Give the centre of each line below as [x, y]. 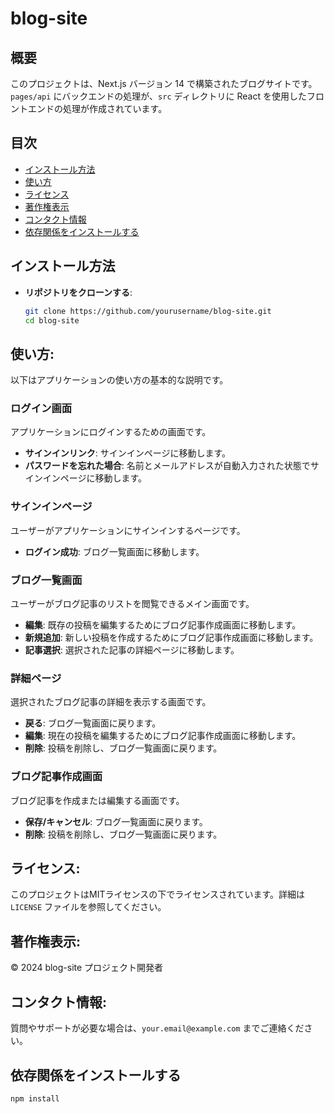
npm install [35, 1098]
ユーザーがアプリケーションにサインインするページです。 [128, 530]
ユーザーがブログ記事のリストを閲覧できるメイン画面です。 [132, 604]
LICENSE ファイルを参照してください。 [88, 907]
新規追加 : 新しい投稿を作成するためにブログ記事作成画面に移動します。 [171, 638]
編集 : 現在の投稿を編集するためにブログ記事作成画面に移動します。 [163, 736]
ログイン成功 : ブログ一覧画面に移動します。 [114, 551]
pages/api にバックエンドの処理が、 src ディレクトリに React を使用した [158, 96]
